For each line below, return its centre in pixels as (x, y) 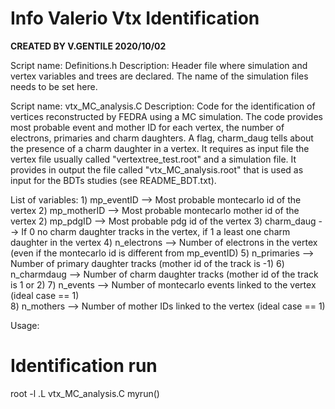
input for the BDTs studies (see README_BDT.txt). (113, 180)
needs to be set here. (54, 86)
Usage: (25, 325)
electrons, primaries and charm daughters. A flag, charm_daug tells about (162, 138)
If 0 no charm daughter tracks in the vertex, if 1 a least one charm (156, 231)
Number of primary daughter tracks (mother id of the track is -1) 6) (147, 263)
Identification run (84, 366)
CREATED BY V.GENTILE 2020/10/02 (88, 46)
